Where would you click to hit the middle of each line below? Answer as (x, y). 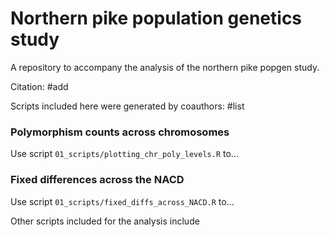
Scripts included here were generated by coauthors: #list (127, 106)
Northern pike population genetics (156, 18)
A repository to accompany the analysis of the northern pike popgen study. (165, 67)
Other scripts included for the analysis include (105, 221)
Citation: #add (39, 86)
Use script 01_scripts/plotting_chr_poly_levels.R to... (124, 154)
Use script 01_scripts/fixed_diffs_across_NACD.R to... (122, 201)
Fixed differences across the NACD (97, 180)
